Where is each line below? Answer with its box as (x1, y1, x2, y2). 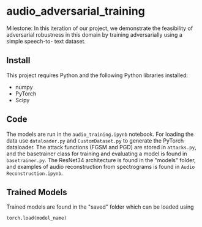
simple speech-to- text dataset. (6, 37, 86, 45)
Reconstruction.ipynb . (6, 169, 63, 177)
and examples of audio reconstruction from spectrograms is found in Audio (6, 163, 195, 170)
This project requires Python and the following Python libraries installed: (6, 72, 189, 79)
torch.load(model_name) (6, 215, 67, 221)
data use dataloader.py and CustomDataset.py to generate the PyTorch (6, 136, 184, 144)
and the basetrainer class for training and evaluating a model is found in (6, 150, 187, 157)
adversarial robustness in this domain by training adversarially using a (6, 31, 182, 38)
